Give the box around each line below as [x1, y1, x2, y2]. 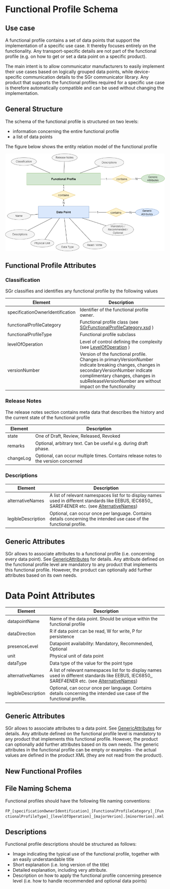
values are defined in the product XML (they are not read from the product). [5, 752, 163, 759]
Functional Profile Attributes [5, 261, 96, 270]
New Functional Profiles [5, 767, 82, 775]
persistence [50, 633, 74, 639]
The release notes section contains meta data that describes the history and [5, 409, 164, 415]
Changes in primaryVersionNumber [79, 356, 153, 363]
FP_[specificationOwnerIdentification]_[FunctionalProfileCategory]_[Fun [5, 808, 164, 813]
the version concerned [35, 458, 82, 464]
